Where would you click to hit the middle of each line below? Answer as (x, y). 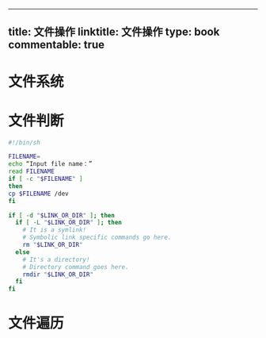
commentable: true (57, 45)
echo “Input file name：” (50, 164)
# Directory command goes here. (76, 267)
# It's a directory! (56, 259)
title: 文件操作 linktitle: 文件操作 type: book (114, 32)
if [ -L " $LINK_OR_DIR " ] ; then (69, 223)
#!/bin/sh (25, 142)
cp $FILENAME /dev (38, 194)
